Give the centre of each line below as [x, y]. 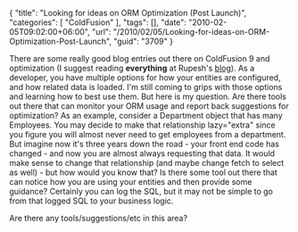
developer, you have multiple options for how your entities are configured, [145, 78]
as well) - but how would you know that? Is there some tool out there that [144, 172]
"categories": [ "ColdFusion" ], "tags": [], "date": [98, 22]
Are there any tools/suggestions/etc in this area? [99, 218]
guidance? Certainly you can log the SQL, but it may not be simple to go [141, 191]
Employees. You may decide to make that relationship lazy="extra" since [142, 125]
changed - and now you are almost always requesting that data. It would [142, 153]
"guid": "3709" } [143, 41]
